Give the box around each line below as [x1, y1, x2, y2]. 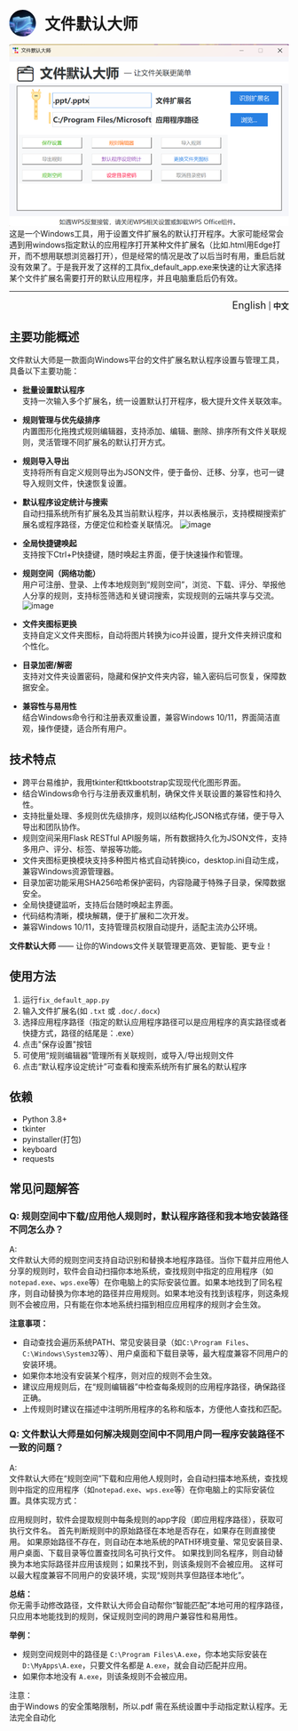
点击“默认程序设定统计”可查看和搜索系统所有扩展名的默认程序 [21, 1060, 247, 1072]
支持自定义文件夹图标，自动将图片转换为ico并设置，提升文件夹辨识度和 [21, 630, 282, 640]
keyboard [21, 1144, 58, 1155]
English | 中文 [231, 299, 289, 312]
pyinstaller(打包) [21, 1133, 82, 1144]
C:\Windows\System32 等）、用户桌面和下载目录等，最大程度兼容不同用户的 [21, 1349, 288, 1359]
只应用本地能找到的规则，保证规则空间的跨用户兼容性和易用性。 [9, 1611, 242, 1622]
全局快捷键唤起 [21, 538, 77, 549]
